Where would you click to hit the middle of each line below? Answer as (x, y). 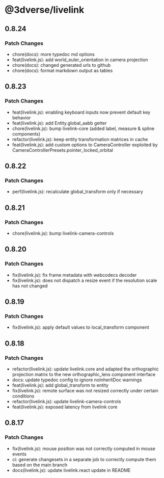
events (19, 454)
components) (26, 134)
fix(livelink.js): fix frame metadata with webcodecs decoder (74, 275)
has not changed (30, 286)
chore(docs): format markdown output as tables (62, 70)
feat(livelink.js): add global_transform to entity (60, 385)
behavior (21, 117)
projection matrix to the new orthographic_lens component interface (84, 374)
